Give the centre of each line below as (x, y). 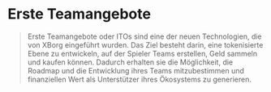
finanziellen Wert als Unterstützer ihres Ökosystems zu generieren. (140, 79)
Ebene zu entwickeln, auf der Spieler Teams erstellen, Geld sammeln (142, 53)
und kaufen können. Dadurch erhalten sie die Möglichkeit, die (130, 62)
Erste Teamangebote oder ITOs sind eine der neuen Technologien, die (144, 36)
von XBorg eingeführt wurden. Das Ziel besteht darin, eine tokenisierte (145, 44)
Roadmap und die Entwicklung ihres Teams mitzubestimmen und (136, 70)
